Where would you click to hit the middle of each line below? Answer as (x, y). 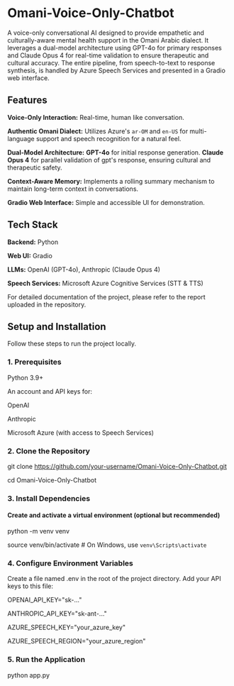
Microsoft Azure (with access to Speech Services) (81, 432)
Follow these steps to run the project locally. (72, 344)
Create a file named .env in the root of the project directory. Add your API (114, 579)
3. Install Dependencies (49, 498)
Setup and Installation (57, 327)
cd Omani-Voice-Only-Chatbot (52, 480)
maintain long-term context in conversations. (73, 189)
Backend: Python (33, 242)
